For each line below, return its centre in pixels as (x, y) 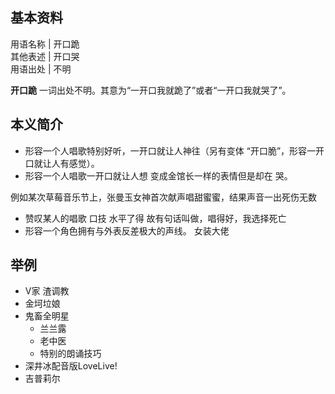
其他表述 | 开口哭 (45, 56)
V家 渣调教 (47, 291)
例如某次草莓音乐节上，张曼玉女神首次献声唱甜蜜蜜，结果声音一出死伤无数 (163, 197)
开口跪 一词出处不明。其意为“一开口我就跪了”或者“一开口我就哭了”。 (151, 90)
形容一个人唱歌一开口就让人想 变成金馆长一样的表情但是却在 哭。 (158, 175)
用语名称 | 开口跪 (45, 44)
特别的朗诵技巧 (70, 354)
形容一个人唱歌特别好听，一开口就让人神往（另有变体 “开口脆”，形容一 (170, 150)
